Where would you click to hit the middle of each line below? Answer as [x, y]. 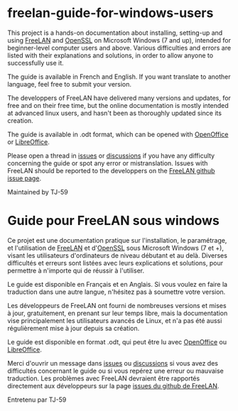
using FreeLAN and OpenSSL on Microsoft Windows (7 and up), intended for [119, 40]
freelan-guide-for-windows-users [110, 13]
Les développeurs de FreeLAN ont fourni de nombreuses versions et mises [117, 305]
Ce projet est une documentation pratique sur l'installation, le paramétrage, [117, 240]
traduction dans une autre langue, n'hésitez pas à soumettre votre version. [117, 292]
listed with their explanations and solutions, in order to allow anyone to [110, 55]
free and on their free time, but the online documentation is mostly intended [118, 105]
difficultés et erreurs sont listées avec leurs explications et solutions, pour [115, 263]
